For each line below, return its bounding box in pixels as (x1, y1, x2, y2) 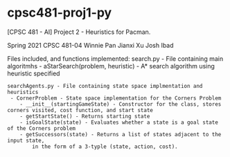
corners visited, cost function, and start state (7, 107, 154, 113)
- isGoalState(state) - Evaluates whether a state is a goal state (19, 119, 218, 126)
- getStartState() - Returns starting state (19, 113, 150, 120)
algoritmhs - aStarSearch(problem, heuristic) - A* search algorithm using (7, 62, 215, 70)
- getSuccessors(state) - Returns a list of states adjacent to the (19, 131, 222, 138)
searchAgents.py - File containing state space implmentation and (7, 82, 203, 89)
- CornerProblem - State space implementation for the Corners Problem (10, 95, 222, 102)
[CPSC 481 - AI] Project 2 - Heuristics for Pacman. (7, 28, 151, 36)
